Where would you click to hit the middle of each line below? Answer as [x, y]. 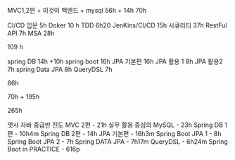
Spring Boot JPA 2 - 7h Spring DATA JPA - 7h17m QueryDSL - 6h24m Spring [118, 142]
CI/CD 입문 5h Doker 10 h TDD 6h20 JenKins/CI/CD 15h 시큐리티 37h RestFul [117, 25]
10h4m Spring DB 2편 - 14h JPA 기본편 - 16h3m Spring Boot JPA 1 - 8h [120, 134]
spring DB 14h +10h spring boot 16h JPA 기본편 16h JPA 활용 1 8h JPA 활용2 [115, 61]
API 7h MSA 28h [31, 33]
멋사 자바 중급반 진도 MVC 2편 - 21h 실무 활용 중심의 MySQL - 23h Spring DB [115, 125]
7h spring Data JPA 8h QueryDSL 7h [60, 69]
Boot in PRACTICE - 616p [44, 149]
